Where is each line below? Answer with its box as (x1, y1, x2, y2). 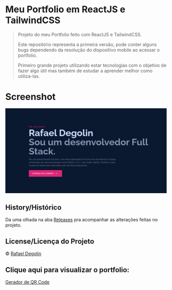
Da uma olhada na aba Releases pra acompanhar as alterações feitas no (5, 217, 158, 223)
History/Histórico (5, 203, 62, 212)
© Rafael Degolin (5, 251, 42, 257)
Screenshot (5, 91, 56, 103)
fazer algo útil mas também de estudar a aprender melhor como (17, 68, 153, 74)
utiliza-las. (17, 73, 40, 79)
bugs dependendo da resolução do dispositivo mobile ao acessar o (17, 47, 160, 53)
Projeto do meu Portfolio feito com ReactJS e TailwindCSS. (17, 31, 142, 37)
